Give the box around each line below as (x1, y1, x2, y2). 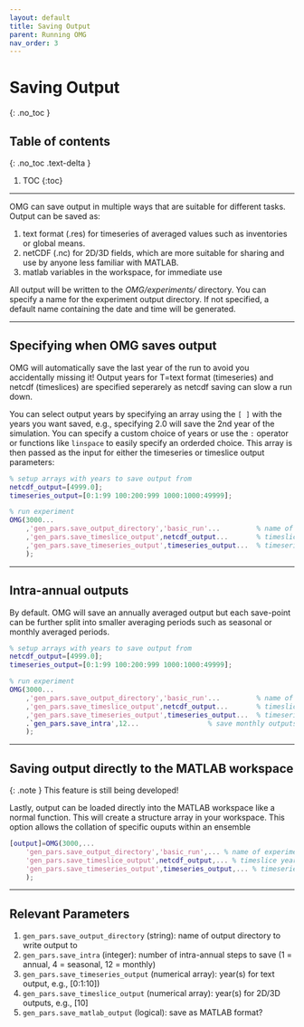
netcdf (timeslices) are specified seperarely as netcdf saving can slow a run (9, 381, 292, 392)
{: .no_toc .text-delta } (9, 157, 91, 168)
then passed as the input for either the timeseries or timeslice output (9, 447, 265, 458)
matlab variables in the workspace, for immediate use (22, 267, 223, 277)
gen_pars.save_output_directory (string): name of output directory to (22, 930, 281, 941)
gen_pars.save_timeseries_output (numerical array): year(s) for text (22, 969, 275, 980)
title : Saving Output (9, 22, 91, 31)
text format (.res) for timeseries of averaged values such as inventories (22, 228, 288, 239)
